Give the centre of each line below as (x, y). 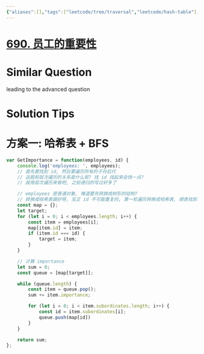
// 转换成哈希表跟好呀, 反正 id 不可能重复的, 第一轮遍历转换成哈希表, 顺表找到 (107, 200)
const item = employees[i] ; (63, 222)
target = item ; (58, 239)
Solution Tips (40, 114)
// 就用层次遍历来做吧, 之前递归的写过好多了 (67, 183)
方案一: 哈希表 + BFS (58, 143)
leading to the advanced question (48, 89)
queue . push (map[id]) (65, 317)
